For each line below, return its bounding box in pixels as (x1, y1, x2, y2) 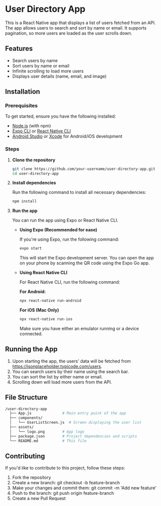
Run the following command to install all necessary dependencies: (12, 190, 146, 195)
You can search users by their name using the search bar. (12, 368, 129, 375)
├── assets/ (9, 425, 34, 430)
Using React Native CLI (19, 270, 68, 276)
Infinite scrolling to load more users (12, 68, 84, 74)
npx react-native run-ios (19, 316, 73, 322)
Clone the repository (12, 157, 55, 163)
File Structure (5, 393, 48, 402)
